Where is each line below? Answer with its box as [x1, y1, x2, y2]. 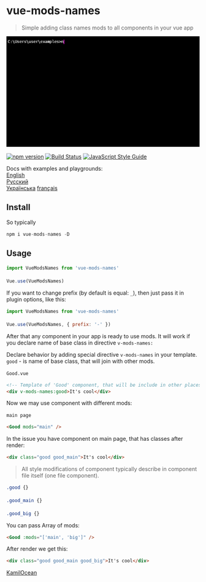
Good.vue [6, 370, 29, 376]
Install [6, 202, 31, 212]
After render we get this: [6, 545, 68, 553]
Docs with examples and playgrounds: [6, 165, 103, 172]
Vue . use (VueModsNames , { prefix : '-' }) [6, 321, 112, 327]
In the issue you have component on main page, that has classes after [6, 435, 183, 443]
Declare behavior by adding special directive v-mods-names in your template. [6, 351, 197, 358]
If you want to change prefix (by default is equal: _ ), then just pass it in [6, 289, 185, 297]
